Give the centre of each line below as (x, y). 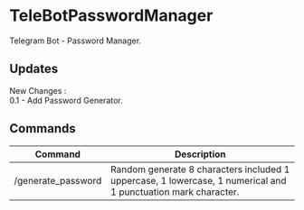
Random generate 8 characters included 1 (200, 169)
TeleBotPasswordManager (111, 16)
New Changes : (38, 90)
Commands (43, 128)
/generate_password (58, 180)
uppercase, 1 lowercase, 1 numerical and (198, 180)
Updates (34, 69)
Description (200, 154)
